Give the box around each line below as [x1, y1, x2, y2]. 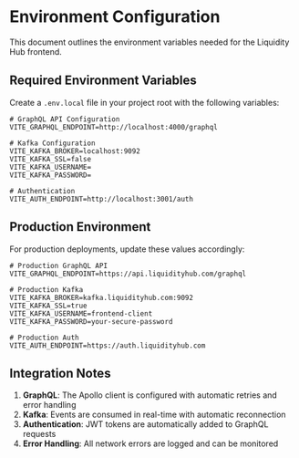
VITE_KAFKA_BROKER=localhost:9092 [9, 146, 141, 156]
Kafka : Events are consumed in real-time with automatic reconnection [22, 409, 286, 421]
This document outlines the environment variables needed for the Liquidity [9, 36, 290, 47]
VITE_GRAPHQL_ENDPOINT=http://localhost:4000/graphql [9, 122, 219, 131]
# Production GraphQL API [9, 261, 108, 270]
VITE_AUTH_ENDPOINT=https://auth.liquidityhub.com [9, 340, 206, 350]
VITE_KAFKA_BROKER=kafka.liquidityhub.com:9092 [9, 293, 194, 302]
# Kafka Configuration [9, 139, 96, 148]
